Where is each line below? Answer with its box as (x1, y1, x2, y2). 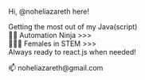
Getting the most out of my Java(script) (8, 22, 138, 31)
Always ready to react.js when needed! (8, 48, 137, 56)
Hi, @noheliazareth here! (8, 7, 90, 16)
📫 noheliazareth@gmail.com (8, 63, 104, 72)
